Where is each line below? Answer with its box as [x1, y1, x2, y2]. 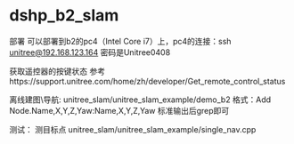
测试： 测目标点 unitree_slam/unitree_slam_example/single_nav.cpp [9, 124, 257, 134]
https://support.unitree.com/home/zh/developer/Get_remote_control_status [9, 76, 286, 86]
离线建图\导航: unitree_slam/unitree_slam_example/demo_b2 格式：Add [9, 94, 272, 105]
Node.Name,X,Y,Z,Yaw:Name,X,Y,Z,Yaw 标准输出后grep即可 [9, 105, 230, 116]
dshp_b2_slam [9, 5, 119, 26]
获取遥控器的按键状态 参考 [9, 66, 105, 76]
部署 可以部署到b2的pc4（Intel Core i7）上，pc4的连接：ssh [9, 36, 232, 46]
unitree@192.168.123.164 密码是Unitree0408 [9, 46, 171, 58]
